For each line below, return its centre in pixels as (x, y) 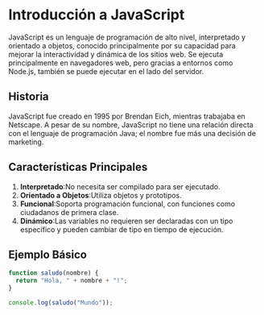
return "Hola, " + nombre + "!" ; (72, 281)
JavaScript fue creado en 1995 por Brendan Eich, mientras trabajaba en (127, 116)
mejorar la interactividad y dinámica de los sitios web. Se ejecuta (116, 54)
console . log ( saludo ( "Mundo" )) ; (61, 303)
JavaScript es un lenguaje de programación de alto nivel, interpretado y (127, 37)
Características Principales (78, 167)
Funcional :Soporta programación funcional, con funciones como (128, 204)
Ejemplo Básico (47, 254)
